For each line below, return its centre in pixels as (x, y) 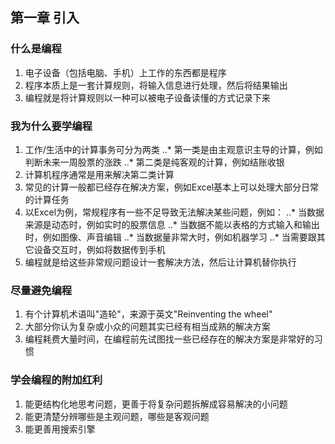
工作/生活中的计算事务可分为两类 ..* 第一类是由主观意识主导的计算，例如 (173, 149)
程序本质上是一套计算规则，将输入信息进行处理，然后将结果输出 (156, 85)
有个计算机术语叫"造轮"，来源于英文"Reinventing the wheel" (148, 314)
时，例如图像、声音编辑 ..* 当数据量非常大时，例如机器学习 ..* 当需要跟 (170, 237)
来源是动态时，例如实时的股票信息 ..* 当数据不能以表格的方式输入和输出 (172, 224)
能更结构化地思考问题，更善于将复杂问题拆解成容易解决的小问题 (156, 404)
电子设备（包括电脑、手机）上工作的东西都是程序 (125, 72)
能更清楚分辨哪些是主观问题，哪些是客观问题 (117, 416)
